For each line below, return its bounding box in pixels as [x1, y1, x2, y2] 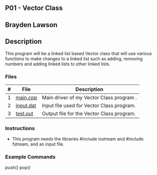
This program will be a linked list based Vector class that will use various [5, 50, 152, 56]
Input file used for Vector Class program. [41, 102, 136, 109]
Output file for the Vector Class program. [41, 110, 136, 117]
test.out [15, 110, 33, 117]
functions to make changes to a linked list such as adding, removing [5, 56, 143, 61]
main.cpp [15, 94, 37, 101]
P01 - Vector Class [5, 4, 63, 12]
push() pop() [5, 165, 31, 171]
